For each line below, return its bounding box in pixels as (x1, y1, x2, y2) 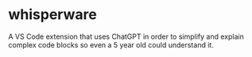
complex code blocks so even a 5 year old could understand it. (8, 40, 215, 49)
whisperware (8, 6, 97, 24)
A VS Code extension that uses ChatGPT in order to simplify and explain (8, 32, 244, 41)
